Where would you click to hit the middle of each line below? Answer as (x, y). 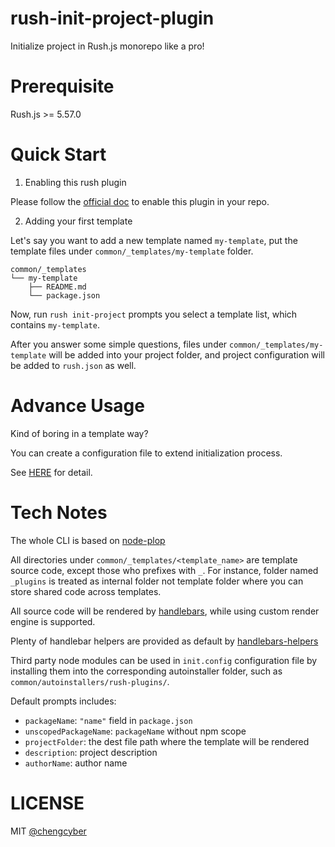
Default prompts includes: (63, 701)
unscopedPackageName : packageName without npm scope (135, 731)
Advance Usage (77, 406)
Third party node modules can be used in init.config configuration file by (164, 660)
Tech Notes (59, 512)
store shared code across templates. (86, 591)
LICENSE (47, 803)
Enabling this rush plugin (75, 182)
